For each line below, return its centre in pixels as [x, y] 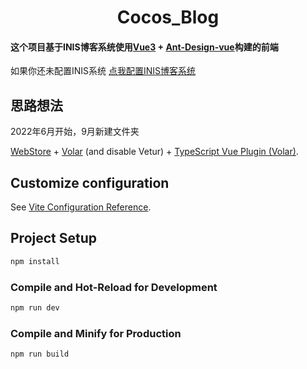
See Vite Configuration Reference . [81, 207]
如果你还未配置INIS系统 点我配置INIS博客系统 [103, 71]
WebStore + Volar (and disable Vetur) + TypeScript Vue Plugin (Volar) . [154, 152]
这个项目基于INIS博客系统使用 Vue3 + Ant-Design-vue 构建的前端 [144, 47]
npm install [35, 261]
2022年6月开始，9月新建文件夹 [75, 132]
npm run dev [35, 308]
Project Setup [54, 238]
